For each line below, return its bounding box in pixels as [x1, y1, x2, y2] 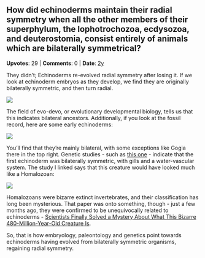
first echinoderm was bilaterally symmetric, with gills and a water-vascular [6, 157, 195, 164]
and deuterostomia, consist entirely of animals [6, 34, 188, 44]
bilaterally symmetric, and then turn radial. [6, 84, 114, 91]
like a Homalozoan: [6, 170, 55, 177]
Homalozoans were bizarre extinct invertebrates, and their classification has [6, 193, 199, 201]
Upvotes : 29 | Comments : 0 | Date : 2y [6, 59, 104, 67]
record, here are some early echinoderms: [6, 121, 114, 128]
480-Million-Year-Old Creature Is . [6, 219, 91, 227]
